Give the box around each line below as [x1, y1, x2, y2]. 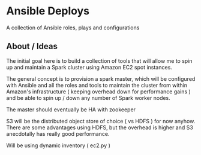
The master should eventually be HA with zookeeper [6, 106, 136, 113]
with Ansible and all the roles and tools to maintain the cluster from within [6, 81, 188, 89]
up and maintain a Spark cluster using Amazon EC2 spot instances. [6, 63, 172, 71]
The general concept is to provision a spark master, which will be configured [6, 75, 196, 82]
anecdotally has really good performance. [6, 130, 110, 137]
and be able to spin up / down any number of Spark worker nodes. [6, 94, 171, 101]
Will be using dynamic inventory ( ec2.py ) [6, 142, 111, 149]
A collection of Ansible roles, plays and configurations [6, 24, 140, 31]
